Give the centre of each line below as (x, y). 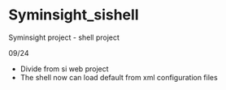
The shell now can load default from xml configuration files (119, 77)
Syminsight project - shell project (64, 37)
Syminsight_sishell (74, 15)
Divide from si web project (64, 69)
